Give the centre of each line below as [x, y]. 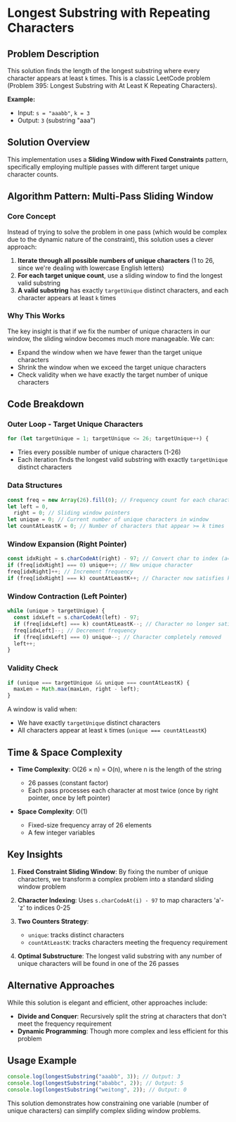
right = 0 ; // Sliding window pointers [72, 513]
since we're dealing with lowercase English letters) [91, 268]
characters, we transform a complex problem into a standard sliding [116, 879]
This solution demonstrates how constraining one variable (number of [108, 1103]
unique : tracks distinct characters [76, 935]
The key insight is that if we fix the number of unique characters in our [109, 331]
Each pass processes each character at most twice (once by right [123, 790]
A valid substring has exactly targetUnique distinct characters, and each [123, 290]
